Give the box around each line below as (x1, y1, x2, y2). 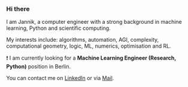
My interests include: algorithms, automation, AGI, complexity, (6, 36, 159, 44)
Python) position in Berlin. (6, 63, 71, 70)
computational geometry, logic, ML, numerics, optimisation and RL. (6, 42, 172, 49)
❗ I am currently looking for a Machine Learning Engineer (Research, (6, 54, 177, 61)
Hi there (6, 5, 30, 13)
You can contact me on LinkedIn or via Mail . (6, 74, 114, 82)
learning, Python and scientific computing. (6, 24, 111, 32)
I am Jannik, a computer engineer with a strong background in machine (6, 18, 183, 26)
